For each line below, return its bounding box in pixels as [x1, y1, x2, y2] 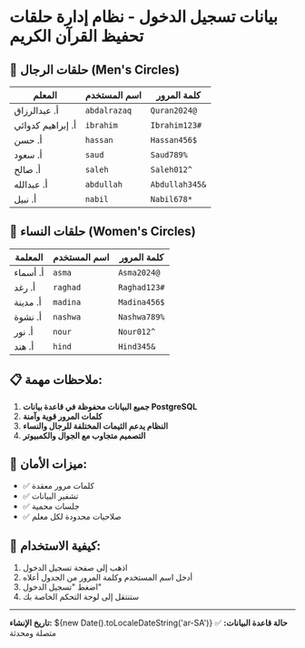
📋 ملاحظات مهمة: [9, 372, 103, 388]
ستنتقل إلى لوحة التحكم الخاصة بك [22, 592, 140, 602]
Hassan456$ [150, 135, 198, 145]
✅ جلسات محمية [22, 501, 80, 511]
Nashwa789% [117, 311, 165, 322]
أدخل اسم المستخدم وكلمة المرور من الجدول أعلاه [22, 572, 193, 583]
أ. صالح [14, 164, 41, 176]
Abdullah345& [150, 179, 207, 189]
